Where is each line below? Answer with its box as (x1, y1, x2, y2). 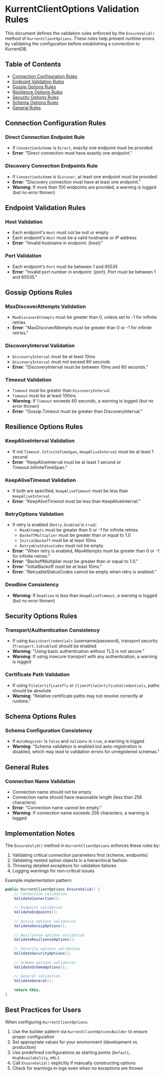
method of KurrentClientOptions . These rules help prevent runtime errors (5, 35, 155, 41)
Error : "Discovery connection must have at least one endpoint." (12, 179, 141, 185)
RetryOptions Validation (5, 510, 64, 517)
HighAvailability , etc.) (12, 1054, 60, 1060)
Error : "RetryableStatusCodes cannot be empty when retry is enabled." (12, 569, 157, 575)
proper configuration (12, 1034, 55, 1040)
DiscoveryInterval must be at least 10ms (12, 353, 96, 359)
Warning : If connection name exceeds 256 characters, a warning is (12, 809, 149, 816)
